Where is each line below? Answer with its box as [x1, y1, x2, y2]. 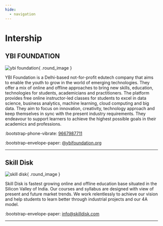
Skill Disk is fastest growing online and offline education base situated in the [5, 181, 157, 187]
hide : [5, 7, 16, 12]
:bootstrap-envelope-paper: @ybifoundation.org [5, 140, 102, 146]
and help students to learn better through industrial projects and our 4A [5, 196, 148, 202]
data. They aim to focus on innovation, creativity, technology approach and [5, 105, 155, 111]
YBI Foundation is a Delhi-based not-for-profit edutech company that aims [5, 74, 154, 80]
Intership [5, 33, 42, 44]
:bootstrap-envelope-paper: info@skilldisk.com [5, 211, 99, 217]
